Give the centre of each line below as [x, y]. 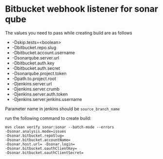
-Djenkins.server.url [32, 83]
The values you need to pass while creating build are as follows [69, 33]
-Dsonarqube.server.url [36, 58]
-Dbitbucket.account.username [44, 53]
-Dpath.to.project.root [34, 79]
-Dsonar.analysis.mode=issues [36, 131]
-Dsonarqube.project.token [39, 73]
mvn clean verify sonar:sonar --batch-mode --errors [60, 127]
